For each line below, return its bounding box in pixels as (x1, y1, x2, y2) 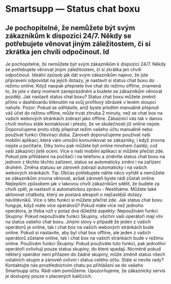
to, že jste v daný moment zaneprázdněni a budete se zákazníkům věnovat (5, 88, 163, 94)
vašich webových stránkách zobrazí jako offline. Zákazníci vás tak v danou (5, 116, 162, 121)
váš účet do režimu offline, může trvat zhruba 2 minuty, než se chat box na (5, 110, 163, 116)
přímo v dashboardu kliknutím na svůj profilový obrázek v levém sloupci (5, 99, 157, 105)
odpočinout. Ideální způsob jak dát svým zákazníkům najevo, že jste (5, 72, 149, 78)
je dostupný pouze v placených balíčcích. (5, 273, 93, 279)
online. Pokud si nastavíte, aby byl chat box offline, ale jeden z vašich (5, 230, 152, 235)
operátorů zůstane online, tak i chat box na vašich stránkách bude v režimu (5, 235, 163, 241)
